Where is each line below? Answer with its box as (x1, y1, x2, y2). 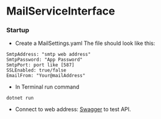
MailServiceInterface (6, 4, 115, 18)
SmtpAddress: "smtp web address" (6, 52, 91, 58)
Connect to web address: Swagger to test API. (15, 106, 131, 113)
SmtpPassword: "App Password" (6, 56, 83, 63)
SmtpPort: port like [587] (6, 62, 75, 68)
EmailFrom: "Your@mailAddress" (6, 73, 86, 79)
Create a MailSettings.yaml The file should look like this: (15, 39, 156, 47)
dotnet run (6, 95, 34, 101)
